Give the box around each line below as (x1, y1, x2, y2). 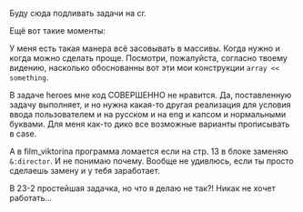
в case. (9, 128, 37, 139)
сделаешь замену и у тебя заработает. (9, 166, 161, 176)
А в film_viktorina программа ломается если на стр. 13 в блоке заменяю (9, 146, 288, 156)
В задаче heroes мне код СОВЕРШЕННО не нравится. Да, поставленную (9, 90, 292, 100)
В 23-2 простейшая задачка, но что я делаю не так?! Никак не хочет (9, 183, 276, 194)
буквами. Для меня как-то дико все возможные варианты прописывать (9, 118, 290, 129)
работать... (9, 193, 53, 203)
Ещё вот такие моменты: (9, 25, 106, 35)
